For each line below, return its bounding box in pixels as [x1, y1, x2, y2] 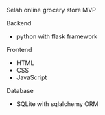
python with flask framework [16, 32, 97, 40]
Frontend [6, 46, 32, 53]
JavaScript [16, 73, 47, 81]
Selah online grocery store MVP [6, 6, 97, 14]
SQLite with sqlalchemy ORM [16, 100, 99, 108]
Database [6, 87, 34, 94]
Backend [6, 19, 32, 27]
